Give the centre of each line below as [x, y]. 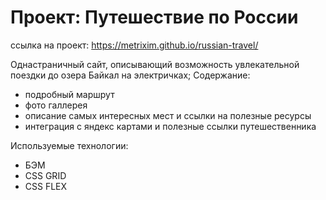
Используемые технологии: [69, 145]
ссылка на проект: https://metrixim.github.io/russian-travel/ [134, 45]
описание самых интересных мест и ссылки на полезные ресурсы [168, 115]
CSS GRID [45, 175]
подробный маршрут [69, 94]
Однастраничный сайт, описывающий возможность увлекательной [155, 64]
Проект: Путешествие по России [154, 17]
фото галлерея [56, 105]
